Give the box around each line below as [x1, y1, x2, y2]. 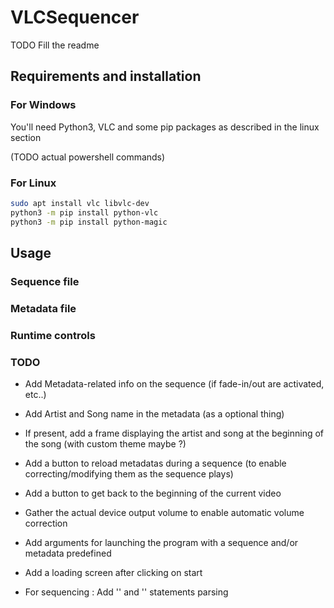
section [10, 131, 42, 143]
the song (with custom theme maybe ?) [24, 438, 187, 450]
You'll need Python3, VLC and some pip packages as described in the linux [10, 121, 320, 133]
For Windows [10, 98, 77, 112]
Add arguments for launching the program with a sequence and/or [24, 537, 299, 548]
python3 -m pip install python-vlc [10, 207, 159, 218]
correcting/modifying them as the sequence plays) [24, 468, 234, 480]
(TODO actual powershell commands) [10, 151, 166, 163]
